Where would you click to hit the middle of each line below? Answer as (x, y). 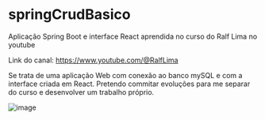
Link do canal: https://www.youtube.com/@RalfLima (93, 60)
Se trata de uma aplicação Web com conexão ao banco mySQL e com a (125, 75)
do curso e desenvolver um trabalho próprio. (81, 92)
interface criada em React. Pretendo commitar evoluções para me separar (129, 84)
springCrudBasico (69, 15)
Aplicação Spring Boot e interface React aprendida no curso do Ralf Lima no (133, 36)
